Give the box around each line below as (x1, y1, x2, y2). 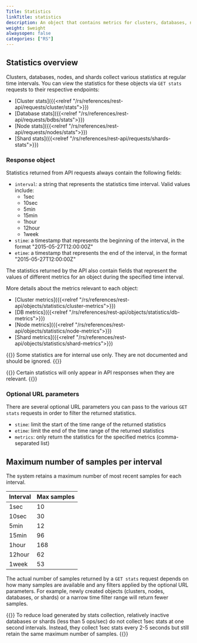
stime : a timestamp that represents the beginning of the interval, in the (14, 237, 185, 244)
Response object (6, 155, 55, 164)
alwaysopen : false (6, 31, 51, 37)
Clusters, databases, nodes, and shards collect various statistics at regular (6, 73, 186, 80)
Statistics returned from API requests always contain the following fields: (6, 169, 182, 177)
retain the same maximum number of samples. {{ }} (6, 631, 128, 638)
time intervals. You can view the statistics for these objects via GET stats (6, 79, 182, 87)
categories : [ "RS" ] (6, 36, 54, 42)
